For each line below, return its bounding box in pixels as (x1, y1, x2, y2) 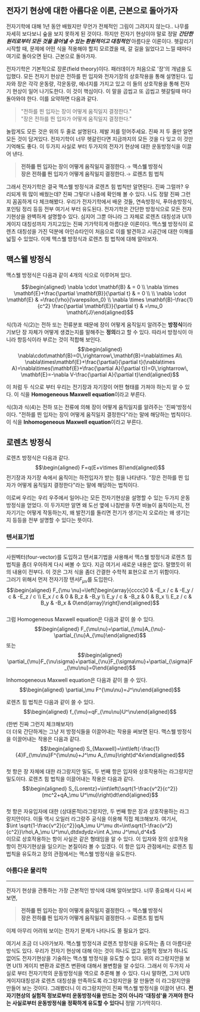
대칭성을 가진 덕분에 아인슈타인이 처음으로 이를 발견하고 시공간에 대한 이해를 (17, 227, 194, 235)
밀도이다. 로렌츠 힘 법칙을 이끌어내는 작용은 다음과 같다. (6, 775, 135, 782)
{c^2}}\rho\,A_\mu (6, 828, 50, 835)
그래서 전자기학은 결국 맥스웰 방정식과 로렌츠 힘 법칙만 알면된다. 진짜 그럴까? (6, 183, 183, 190)
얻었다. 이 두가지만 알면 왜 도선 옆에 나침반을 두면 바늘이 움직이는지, (26, 502, 184, 509)
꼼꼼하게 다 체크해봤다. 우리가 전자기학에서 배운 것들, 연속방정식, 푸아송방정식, (12, 198, 193, 205)
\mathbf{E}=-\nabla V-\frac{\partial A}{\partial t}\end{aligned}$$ (20, 371, 180, 378)
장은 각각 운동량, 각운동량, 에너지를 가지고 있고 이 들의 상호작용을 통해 (17, 80, 179, 87)
